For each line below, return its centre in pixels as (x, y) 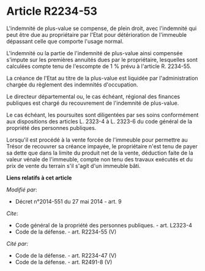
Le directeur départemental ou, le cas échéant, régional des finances (93, 96)
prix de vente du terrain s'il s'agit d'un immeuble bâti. (73, 166)
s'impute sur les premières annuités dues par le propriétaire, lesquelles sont (102, 59)
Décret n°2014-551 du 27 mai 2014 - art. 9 (68, 201)
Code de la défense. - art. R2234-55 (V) (66, 232)
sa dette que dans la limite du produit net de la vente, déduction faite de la (100, 153)
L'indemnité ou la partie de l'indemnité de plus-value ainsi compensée (95, 53)
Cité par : (17, 243)
